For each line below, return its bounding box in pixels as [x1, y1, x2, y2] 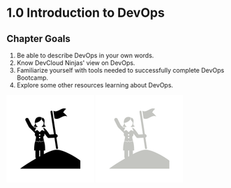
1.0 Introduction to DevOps [6, 5, 165, 21]
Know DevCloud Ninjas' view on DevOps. [16, 59, 135, 67]
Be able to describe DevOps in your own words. [16, 51, 154, 59]
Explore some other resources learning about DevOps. [16, 81, 174, 89]
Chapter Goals [6, 33, 71, 45]
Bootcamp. [16, 73, 49, 82]
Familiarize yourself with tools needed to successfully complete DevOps [16, 66, 225, 74]
